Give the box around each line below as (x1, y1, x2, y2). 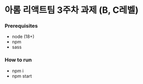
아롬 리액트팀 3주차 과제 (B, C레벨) (4, 4, 139, 16)
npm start (11, 73, 32, 79)
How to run (4, 56, 32, 63)
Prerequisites (4, 23, 38, 30)
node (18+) (11, 34, 34, 40)
